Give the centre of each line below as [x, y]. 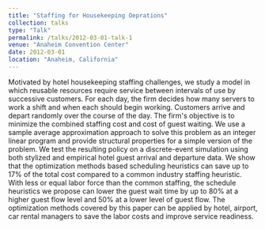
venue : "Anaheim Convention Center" [68, 45]
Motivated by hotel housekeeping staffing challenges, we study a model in [129, 82]
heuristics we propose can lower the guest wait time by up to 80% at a [123, 191]
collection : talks [38, 23]
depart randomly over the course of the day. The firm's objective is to [121, 115]
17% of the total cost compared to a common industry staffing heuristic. [125, 174]
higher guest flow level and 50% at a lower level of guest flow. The [117, 199]
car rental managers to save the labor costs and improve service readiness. [131, 216]
